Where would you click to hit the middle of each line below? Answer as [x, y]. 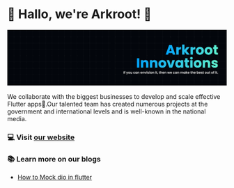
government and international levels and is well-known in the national [107, 111]
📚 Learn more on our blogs [54, 159]
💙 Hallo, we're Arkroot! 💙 [79, 14]
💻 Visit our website [41, 137]
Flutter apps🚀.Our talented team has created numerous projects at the [108, 104]
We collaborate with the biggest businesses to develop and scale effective [114, 97]
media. [17, 119]
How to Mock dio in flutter [55, 177]
